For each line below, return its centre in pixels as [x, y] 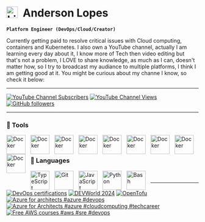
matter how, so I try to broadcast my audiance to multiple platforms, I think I [101, 66]
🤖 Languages [50, 160]
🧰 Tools [17, 125]
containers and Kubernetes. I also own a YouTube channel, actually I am [97, 47]
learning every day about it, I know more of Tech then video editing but [95, 53]
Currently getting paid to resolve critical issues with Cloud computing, [94, 40]
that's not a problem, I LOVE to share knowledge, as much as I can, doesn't [101, 60]
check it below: [25, 79]
